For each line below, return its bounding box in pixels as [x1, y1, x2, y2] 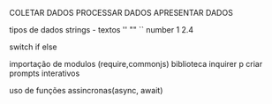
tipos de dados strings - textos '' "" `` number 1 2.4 [9, 25, 194, 34]
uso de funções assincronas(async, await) [9, 85, 163, 95]
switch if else [9, 41, 57, 52]
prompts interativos [9, 68, 80, 78]
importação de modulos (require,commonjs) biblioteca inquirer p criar [9, 59, 263, 69]
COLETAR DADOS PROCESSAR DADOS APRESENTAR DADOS [9, 8, 234, 18]
